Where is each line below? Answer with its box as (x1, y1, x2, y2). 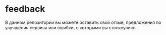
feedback (5, 3, 46, 15)
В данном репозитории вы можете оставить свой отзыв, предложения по (5, 19, 162, 25)
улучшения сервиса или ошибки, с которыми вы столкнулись (5, 24, 136, 30)
